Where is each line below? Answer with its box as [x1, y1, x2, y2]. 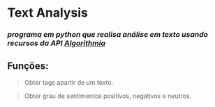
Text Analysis [7, 5, 89, 21]
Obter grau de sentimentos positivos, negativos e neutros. [24, 92, 192, 100]
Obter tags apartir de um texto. [24, 78, 114, 86]
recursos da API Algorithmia [7, 38, 106, 48]
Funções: [7, 60, 49, 72]
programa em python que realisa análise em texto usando [7, 30, 208, 40]
